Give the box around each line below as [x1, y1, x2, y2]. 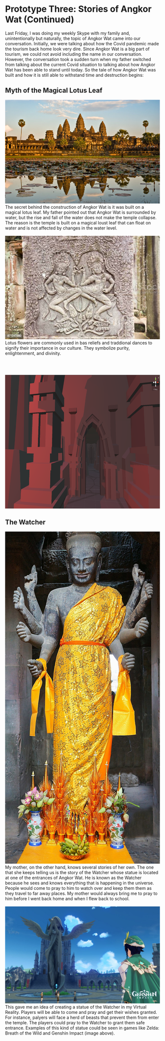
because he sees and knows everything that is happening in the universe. [5, 880, 154, 886]
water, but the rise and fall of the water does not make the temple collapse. [5, 214, 157, 220]
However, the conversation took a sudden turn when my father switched [5, 56, 151, 62]
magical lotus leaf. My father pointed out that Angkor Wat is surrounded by [5, 209, 156, 215]
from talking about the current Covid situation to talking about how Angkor [5, 62, 156, 67]
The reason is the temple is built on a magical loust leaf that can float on [5, 220, 151, 226]
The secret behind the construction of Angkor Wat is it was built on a [5, 204, 144, 210]
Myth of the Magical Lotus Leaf [5, 86, 103, 95]
